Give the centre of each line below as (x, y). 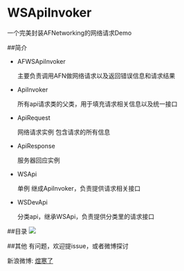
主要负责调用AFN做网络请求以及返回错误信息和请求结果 (96, 76)
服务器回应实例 (38, 160)
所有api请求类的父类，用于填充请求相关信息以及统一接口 (97, 104)
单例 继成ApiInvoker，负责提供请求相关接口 (79, 188)
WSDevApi (33, 202)
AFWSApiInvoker (41, 61)
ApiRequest (34, 117)
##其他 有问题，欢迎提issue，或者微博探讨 (68, 246)
